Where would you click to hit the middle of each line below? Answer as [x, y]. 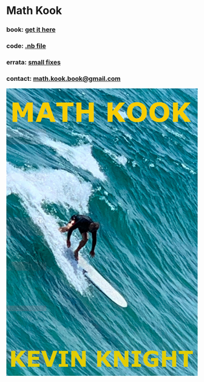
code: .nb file [26, 46]
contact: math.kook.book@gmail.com [63, 78]
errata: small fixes [33, 62]
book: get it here [31, 30]
